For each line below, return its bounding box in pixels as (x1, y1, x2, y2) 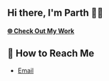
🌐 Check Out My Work (7, 26, 74, 35)
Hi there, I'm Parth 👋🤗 (7, 7, 104, 19)
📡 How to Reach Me (7, 47, 95, 60)
